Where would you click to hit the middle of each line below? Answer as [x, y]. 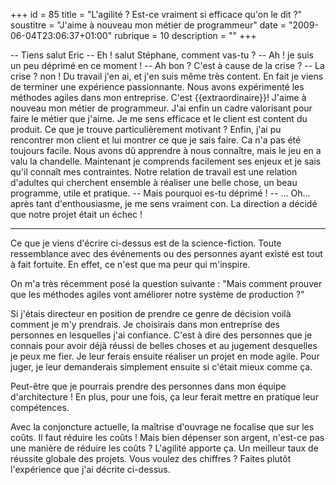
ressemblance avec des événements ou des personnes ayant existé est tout [166, 253]
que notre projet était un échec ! [76, 214]
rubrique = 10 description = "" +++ [185, 35]
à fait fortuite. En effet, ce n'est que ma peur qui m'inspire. [130, 264]
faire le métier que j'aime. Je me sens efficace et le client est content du [159, 118]
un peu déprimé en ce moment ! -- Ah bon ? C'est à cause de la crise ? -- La [167, 65]
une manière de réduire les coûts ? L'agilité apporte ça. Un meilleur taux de [164, 448]
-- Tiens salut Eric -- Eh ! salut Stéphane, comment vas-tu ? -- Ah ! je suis [162, 55]
